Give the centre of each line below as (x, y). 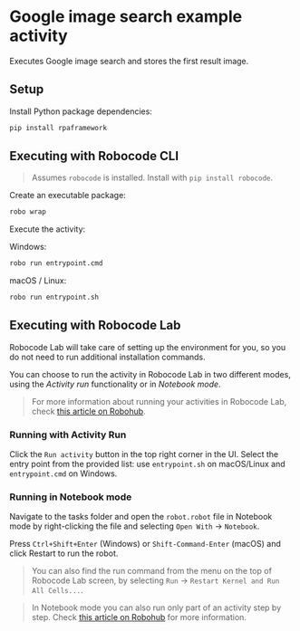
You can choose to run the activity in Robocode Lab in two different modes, (150, 374)
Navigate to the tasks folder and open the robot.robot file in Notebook (141, 517)
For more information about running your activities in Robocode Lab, (159, 401)
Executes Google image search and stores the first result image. (129, 61)
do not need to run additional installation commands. (107, 357)
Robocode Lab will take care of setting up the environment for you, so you (148, 347)
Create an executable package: (68, 196)
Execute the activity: (48, 229)
